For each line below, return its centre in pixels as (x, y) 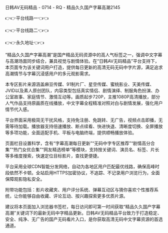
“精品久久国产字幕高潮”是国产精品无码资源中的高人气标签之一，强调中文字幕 (84, 55)
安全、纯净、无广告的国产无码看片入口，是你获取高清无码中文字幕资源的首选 (84, 219)
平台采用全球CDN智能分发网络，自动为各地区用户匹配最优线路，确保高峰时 (82, 166)
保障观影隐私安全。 (25, 179)
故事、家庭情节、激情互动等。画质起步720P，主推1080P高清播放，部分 (87, 97)
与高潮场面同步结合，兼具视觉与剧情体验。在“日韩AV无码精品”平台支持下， (82, 61)
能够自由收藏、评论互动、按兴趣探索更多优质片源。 (75, 196)
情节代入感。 (18, 109)
